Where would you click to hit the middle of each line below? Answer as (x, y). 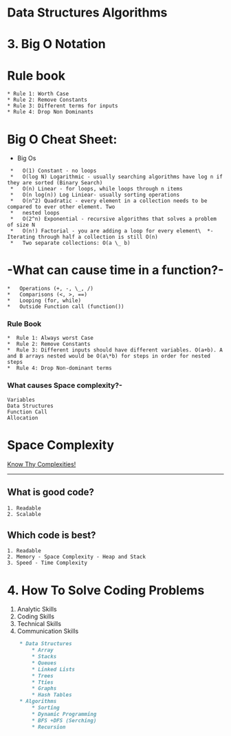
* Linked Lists (54, 669)
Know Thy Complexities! (42, 464)
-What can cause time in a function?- (115, 270)
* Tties (43, 682)
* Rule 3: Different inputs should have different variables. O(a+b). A (115, 350)
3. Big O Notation (56, 44)
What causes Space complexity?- (65, 385)
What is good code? (51, 492)
